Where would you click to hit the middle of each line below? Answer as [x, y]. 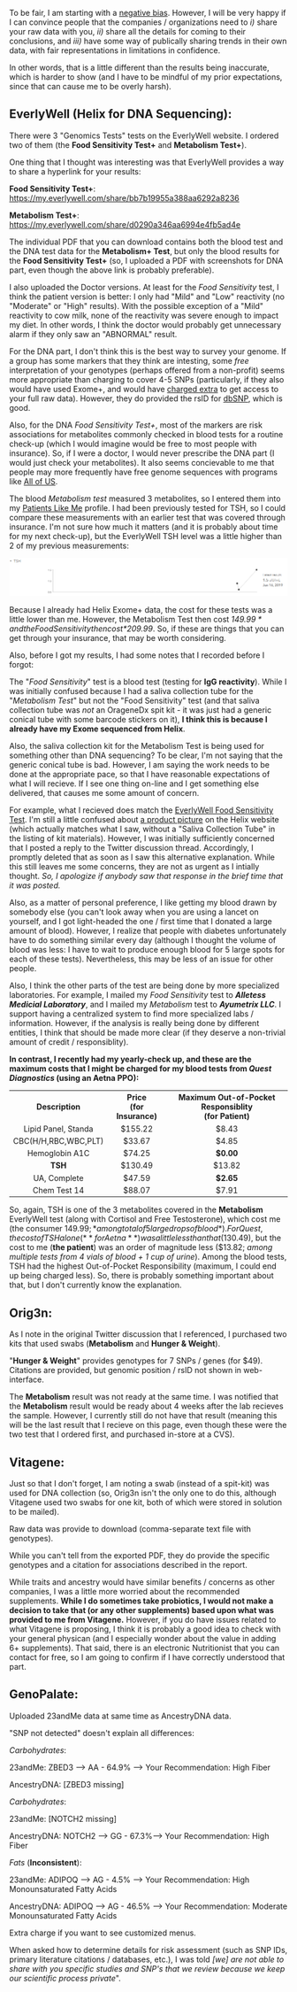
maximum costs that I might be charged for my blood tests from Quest [141, 1068]
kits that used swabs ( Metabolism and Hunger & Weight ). [115, 1344]
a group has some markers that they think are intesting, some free [129, 360]
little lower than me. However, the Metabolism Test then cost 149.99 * [136, 619]
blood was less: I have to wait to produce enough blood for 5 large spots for [147, 949]
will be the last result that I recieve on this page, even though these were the [148, 1425]
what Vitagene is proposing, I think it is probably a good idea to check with [145, 1629]
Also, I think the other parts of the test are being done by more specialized [145, 985]
